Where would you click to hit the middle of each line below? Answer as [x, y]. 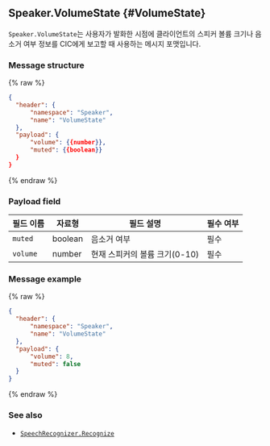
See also [25, 415]
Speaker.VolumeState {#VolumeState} [107, 13]
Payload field [35, 201]
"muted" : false [55, 364]
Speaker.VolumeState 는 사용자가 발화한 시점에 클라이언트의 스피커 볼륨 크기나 [131, 33]
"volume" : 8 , [52, 356]
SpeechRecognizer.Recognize [67, 433]
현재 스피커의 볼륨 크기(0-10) [145, 255]
